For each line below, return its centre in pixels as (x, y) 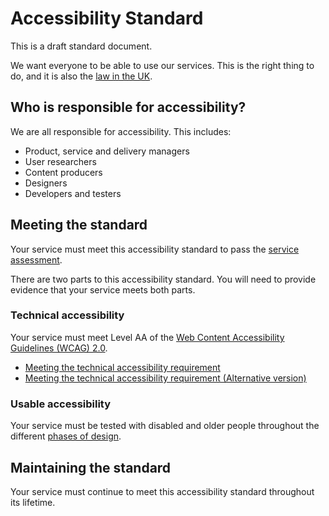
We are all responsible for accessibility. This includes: (121, 131)
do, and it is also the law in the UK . (81, 76)
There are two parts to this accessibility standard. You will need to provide (163, 279)
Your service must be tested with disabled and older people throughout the (165, 426)
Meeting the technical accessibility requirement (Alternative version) (165, 378)
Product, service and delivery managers (107, 151)
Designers (46, 183)
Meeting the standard (79, 225)
